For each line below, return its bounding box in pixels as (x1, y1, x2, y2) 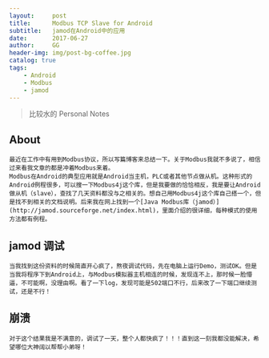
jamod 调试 (9, 239, 65, 252)
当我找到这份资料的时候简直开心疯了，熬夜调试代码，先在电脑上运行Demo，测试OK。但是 (9, 262, 257, 270)
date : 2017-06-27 (9, 34, 89, 42)
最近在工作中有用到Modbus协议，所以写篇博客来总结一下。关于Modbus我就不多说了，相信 (9, 155, 261, 164)
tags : (9, 64, 27, 72)
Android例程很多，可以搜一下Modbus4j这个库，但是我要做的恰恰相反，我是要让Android (9, 181, 261, 189)
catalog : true (9, 57, 57, 65)
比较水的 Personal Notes (28, 109, 110, 119)
